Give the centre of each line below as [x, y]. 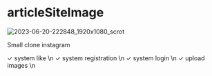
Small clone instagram [39, 45]
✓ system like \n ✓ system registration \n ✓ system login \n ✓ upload [106, 58]
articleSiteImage [56, 13]
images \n [21, 65]
